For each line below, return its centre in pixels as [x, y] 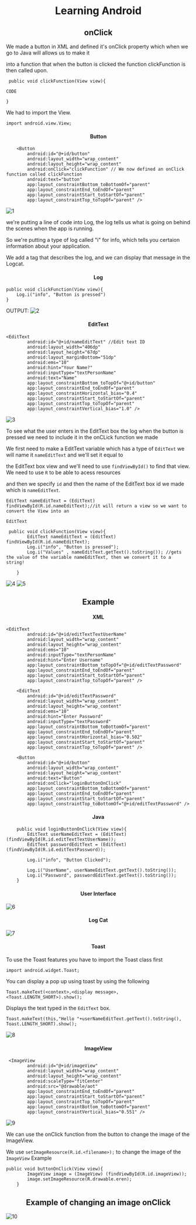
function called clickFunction [44, 174]
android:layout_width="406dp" [64, 347]
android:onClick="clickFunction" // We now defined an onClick [106, 169]
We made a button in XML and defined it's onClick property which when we [97, 46]
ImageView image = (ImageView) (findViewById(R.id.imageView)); [107, 1174]
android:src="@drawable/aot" [63, 1086]
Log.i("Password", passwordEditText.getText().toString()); [102, 876]
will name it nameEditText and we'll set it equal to [65, 455]
